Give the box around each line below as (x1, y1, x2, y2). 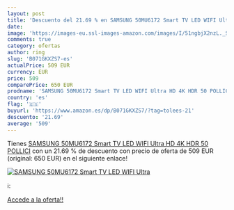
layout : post (7, 10, 45, 17)
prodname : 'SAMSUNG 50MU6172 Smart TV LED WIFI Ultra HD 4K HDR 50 (7, 88, 208, 95)
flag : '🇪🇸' (7, 101, 42, 108)
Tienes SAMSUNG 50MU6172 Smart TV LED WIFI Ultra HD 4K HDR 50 (7, 139, 209, 147)
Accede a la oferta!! (7, 195, 64, 204)
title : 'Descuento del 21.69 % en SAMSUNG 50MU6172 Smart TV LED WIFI (7, 17, 217, 24)
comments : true (7, 36, 52, 43)
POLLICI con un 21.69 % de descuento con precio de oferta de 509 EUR (7, 147, 214, 155)
